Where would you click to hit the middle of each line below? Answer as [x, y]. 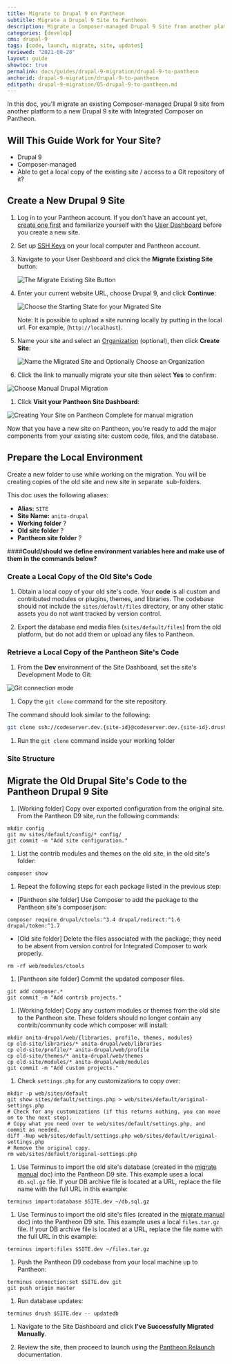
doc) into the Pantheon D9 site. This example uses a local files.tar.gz [118, 1222]
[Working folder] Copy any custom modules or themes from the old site [118, 1010]
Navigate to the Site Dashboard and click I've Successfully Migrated [115, 1326]
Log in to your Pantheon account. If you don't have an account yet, [112, 217]
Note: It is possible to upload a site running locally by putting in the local [119, 320]
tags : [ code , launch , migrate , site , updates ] [75, 46]
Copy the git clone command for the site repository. [92, 701]
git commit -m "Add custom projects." [63, 1068]
